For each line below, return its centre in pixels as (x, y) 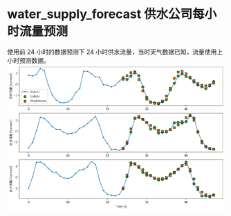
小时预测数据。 (28, 60)
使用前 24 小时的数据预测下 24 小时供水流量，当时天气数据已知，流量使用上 (115, 52)
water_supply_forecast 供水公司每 (106, 14)
